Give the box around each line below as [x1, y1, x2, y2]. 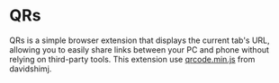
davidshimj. [9, 63, 52, 74]
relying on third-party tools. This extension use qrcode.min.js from [9, 54, 256, 64]
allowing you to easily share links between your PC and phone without [9, 44, 270, 54]
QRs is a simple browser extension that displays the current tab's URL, [9, 35, 270, 46]
